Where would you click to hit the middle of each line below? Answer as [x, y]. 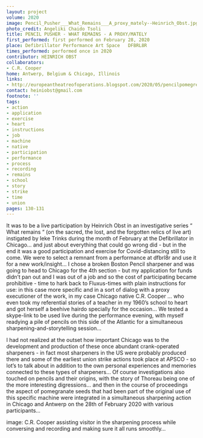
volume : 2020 [23, 18]
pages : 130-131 [25, 208]
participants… [24, 411]
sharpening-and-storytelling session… [54, 328]
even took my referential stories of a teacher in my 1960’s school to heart [97, 303]
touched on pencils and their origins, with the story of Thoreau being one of [101, 379]
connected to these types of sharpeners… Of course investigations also [95, 372]
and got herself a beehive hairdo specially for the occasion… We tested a [97, 309]
